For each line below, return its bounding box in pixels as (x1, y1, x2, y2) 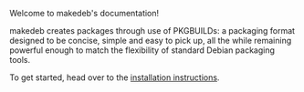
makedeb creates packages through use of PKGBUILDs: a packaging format (9, 26, 295, 36)
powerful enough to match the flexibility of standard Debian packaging (9, 45, 276, 56)
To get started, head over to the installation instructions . (9, 72, 220, 83)
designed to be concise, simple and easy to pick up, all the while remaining (9, 36, 292, 46)
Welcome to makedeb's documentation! (9, 8, 160, 18)
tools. (9, 55, 31, 65)
